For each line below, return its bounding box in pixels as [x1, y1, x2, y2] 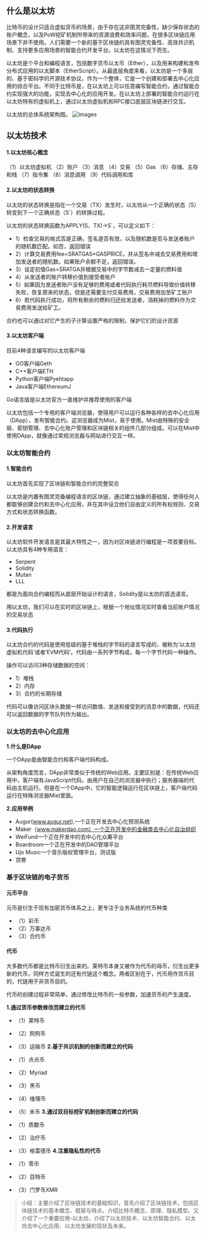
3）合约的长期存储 [15, 690, 63, 697]
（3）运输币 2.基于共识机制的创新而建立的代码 [15, 1042, 133, 1050]
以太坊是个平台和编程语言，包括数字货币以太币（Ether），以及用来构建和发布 [6, 59, 200, 66]
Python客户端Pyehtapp [15, 375, 74, 382]
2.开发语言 [6, 523, 34, 530]
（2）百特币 [15, 1173, 46, 1180]
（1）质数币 [15, 1121, 45, 1128]
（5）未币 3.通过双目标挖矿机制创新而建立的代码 [15, 1107, 139, 1115]
